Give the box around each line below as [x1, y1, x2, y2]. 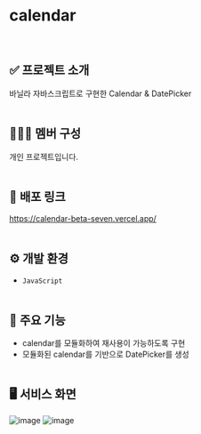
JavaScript [21, 277, 63, 285]
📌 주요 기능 [9, 312, 67, 327]
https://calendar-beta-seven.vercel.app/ [9, 213, 157, 224]
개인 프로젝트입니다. [9, 151, 78, 162]
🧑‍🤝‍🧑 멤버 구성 [9, 126, 82, 141]
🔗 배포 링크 [9, 189, 67, 205]
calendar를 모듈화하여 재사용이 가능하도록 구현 [21, 338, 186, 348]
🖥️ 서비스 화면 [9, 387, 77, 402]
